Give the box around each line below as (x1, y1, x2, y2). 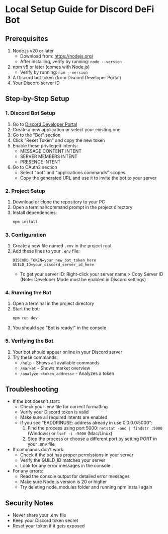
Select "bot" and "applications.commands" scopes (20, 169, 126, 175)
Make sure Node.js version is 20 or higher (20, 478, 107, 485)
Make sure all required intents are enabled (20, 414, 108, 420)
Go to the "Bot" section (12, 132, 61, 138)
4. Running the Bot (5, 289, 52, 296)
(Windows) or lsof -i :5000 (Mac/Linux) (27, 431, 113, 437)
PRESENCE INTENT (20, 158, 61, 165)
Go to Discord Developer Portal (12, 121, 77, 127)
